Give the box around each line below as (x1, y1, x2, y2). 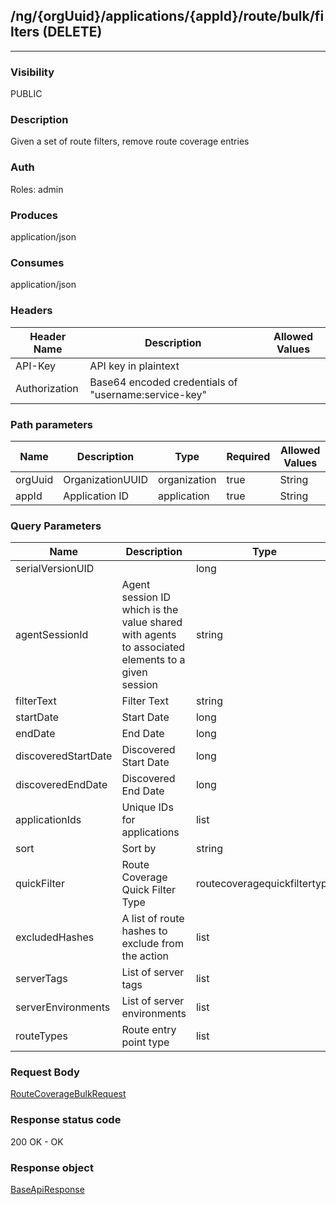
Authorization (15, 381, 79, 395)
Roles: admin (10, 183, 64, 195)
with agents (121, 628, 177, 642)
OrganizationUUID (63, 472, 148, 486)
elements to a (121, 653, 186, 667)
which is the (121, 603, 179, 617)
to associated (121, 640, 186, 654)
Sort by (121, 842, 157, 856)
